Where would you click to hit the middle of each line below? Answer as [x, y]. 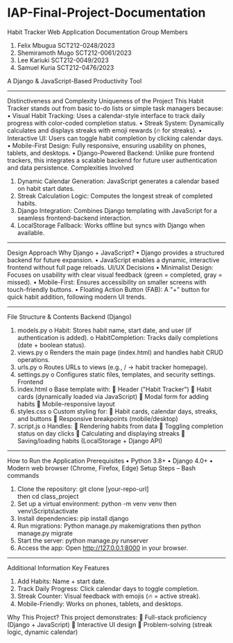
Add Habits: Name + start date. [61, 581]
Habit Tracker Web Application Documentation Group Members [98, 32]
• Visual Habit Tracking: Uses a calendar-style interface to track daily [106, 115]
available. [31, 232]
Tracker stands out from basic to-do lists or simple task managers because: [115, 108]
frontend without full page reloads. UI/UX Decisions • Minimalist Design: [110, 267]
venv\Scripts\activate [48, 511]
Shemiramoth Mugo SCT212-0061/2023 [74, 53]
